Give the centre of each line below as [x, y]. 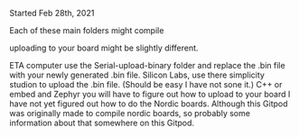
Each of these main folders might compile [87, 30]
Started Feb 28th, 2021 [52, 13]
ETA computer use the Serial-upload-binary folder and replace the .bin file [148, 65]
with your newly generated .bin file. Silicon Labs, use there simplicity [137, 75]
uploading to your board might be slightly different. [104, 48]
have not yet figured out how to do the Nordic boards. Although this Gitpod [149, 104]
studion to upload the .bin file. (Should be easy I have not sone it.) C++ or [146, 84]
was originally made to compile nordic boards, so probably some [130, 113]
